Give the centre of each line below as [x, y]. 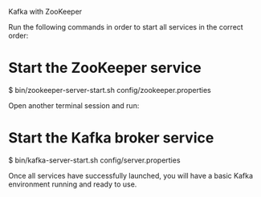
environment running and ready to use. [73, 184]
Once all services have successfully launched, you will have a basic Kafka [131, 175]
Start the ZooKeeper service [105, 68]
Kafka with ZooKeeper [45, 12]
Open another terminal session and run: [74, 105]
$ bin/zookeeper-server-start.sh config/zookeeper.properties [110, 90]
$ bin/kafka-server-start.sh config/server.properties [94, 160]
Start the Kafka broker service [111, 138]
